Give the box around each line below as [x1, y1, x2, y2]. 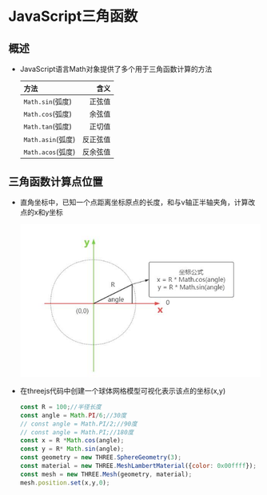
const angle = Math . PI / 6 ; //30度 [19, 411, 127, 419]
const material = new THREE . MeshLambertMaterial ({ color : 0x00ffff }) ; [19, 462, 257, 470]
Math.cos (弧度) [23, 109, 73, 118]
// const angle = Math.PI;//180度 [19, 428, 134, 436]
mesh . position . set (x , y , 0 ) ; [19, 478, 110, 487]
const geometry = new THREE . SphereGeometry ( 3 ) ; [19, 453, 182, 461]
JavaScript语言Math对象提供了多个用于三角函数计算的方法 [19, 65, 213, 73]
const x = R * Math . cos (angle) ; [19, 437, 125, 445]
